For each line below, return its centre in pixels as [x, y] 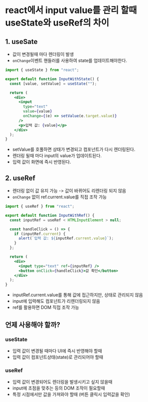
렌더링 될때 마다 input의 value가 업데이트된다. [57, 156]
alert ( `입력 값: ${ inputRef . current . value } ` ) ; [66, 238]
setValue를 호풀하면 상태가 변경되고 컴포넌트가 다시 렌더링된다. [74, 149]
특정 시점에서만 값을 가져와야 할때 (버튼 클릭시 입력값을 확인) [71, 394]
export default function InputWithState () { [52, 79]
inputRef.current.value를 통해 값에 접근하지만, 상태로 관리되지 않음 [77, 295]
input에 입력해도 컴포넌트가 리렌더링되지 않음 [56, 301]
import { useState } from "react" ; [42, 70]
